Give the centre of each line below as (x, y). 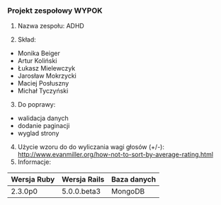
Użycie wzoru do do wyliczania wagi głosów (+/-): (91, 147)
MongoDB (128, 192)
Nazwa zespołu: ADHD (51, 26)
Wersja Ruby (33, 180)
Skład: (27, 40)
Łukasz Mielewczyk (46, 69)
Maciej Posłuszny (43, 83)
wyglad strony (38, 134)
